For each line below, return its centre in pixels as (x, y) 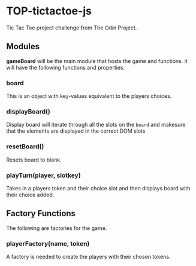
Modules (23, 47)
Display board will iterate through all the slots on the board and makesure (96, 125)
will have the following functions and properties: (66, 67)
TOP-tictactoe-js (49, 11)
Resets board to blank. (34, 160)
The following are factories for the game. (57, 228)
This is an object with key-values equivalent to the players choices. (89, 96)
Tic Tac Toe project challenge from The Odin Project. (72, 28)
